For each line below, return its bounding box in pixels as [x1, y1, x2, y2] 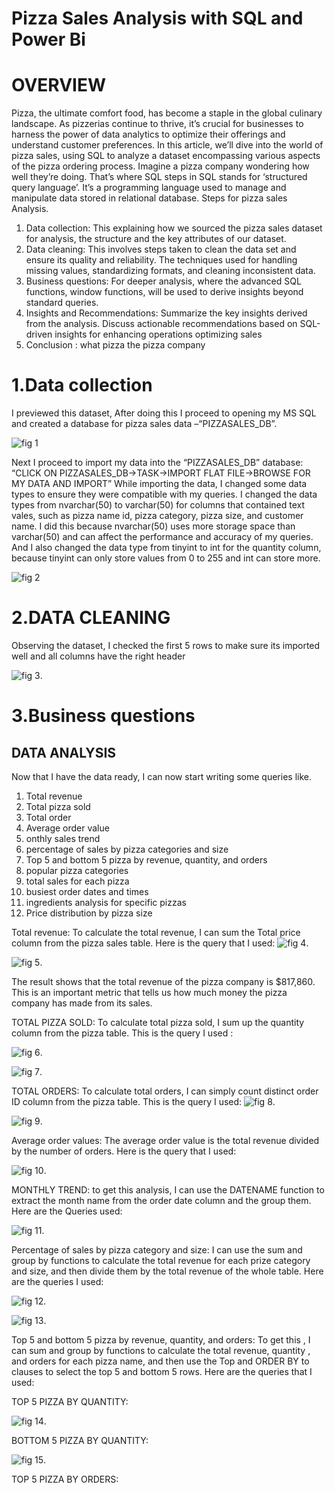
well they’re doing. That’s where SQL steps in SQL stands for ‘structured [11, 171, 308, 183]
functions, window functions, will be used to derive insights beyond [25, 286, 304, 298]
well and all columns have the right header [11, 650, 186, 662]
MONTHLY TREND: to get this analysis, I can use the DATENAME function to [11, 1184, 325, 1196]
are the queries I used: [11, 1276, 104, 1287]
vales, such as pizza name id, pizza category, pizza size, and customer [11, 510, 304, 522]
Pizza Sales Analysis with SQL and [11, 7, 304, 30]
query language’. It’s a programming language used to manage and [11, 182, 287, 194]
